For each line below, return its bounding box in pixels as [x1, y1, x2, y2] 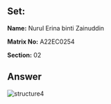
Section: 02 [7, 51, 42, 59]
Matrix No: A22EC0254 [7, 37, 75, 46]
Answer [7, 71, 42, 83]
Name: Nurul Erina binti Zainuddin [7, 24, 105, 32]
